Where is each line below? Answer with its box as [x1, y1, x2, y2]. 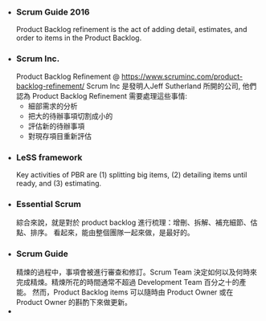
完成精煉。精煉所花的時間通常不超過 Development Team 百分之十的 [15, 278, 239, 287]
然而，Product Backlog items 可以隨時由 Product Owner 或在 [31, 287, 234, 297]
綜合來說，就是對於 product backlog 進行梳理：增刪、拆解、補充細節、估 [15, 217, 258, 227]
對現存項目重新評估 [27, 131, 92, 140]
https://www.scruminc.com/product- [121, 71, 243, 81]
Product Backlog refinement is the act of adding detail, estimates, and [15, 25, 248, 35]
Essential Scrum [15, 198, 82, 209]
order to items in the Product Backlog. [15, 33, 142, 43]
